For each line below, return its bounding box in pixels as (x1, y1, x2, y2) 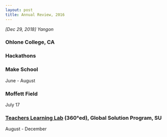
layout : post (5, 7, 33, 13)
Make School (5, 66, 38, 73)
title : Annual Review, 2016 (5, 12, 65, 17)
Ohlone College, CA (5, 39, 55, 46)
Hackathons (5, 52, 36, 59)
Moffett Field (5, 90, 38, 97)
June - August (5, 77, 36, 84)
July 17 (5, 101, 20, 108)
